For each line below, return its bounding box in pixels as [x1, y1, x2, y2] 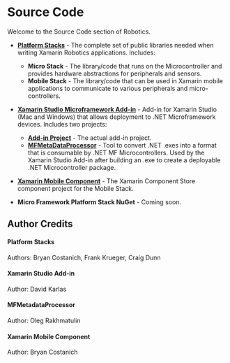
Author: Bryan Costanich [7, 348, 78, 357]
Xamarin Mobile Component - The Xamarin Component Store [17, 176, 196, 185]
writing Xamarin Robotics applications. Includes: [17, 48, 155, 57]
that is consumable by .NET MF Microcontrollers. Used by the [27, 148, 205, 157]
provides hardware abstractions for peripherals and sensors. [27, 69, 202, 78]
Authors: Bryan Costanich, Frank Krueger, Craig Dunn [7, 253, 162, 262]
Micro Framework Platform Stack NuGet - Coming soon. [17, 197, 182, 206]
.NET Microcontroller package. [27, 163, 116, 171]
